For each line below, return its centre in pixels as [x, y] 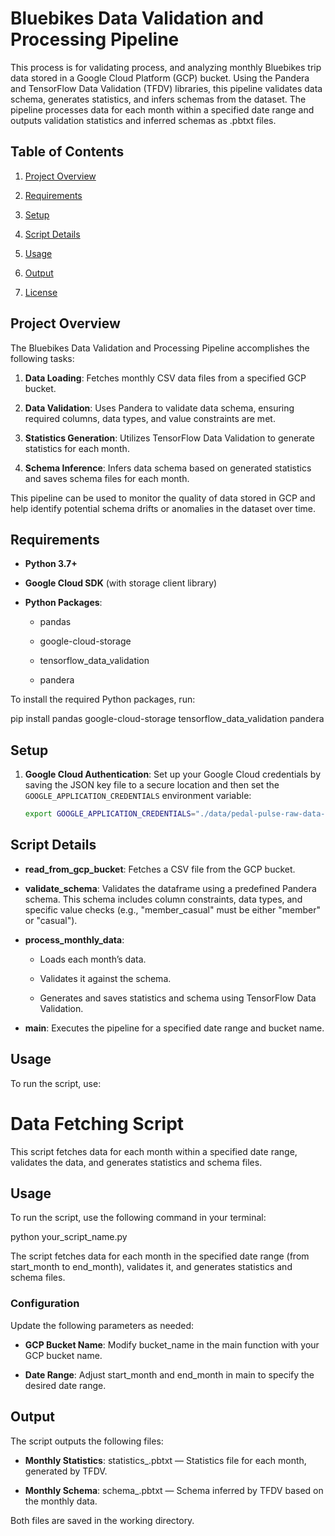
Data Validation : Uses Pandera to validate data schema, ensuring [159, 408]
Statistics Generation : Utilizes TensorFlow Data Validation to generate [169, 438]
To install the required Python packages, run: [103, 699]
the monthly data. [61, 1501]
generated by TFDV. [66, 1471]
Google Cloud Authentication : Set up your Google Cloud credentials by [173, 774]
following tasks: [42, 358]
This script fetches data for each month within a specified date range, [154, 1151]
